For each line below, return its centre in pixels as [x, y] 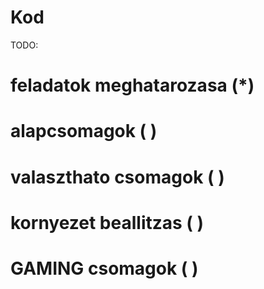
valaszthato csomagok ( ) [117, 177]
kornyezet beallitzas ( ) [107, 222]
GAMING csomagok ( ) [104, 268]
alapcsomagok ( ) [84, 131]
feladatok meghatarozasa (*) [132, 85]
